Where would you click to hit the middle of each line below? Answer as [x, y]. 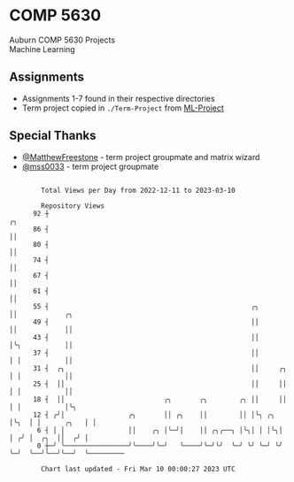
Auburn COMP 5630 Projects [62, 40]
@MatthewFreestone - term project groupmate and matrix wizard [141, 157]
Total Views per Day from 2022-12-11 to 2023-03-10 [139, 190]
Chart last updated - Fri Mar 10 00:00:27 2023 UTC [139, 469]
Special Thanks [53, 136]
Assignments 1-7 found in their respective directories [118, 98]
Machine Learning [42, 49]
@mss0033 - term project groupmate [90, 166]
